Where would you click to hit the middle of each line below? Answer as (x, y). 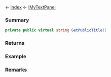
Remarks (16, 70)
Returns (15, 43)
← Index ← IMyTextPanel (30, 7)
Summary (17, 20)
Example (16, 57)
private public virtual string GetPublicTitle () (56, 30)
